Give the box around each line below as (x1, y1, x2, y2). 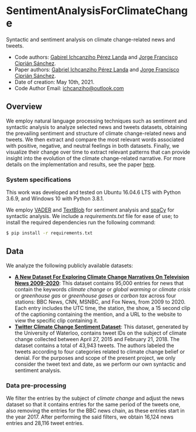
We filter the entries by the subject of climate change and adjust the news (6, 394, 184, 402)
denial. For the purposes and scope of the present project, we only (14, 354, 176, 361)
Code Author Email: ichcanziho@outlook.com (14, 84, 124, 91)
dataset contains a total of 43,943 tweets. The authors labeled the (14, 342, 174, 349)
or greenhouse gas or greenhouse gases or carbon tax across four (14, 292, 177, 299)
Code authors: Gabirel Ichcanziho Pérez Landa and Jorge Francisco (14, 53, 178, 60)
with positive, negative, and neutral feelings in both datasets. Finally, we (6, 142, 180, 149)
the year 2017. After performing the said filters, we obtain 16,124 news (6, 413, 174, 420)
